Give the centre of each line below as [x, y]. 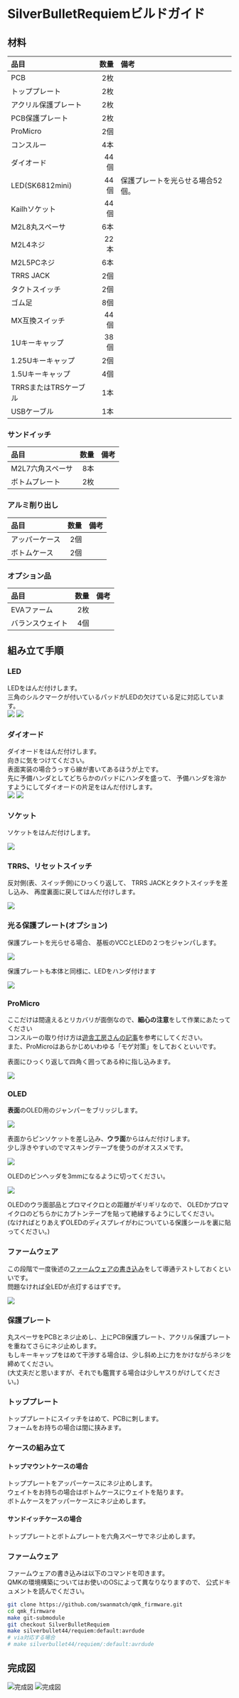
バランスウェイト [39, 623]
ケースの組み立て [37, 1448]
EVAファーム [32, 610]
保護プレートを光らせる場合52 [171, 180]
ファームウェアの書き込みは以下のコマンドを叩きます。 [88, 1573]
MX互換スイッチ [38, 321]
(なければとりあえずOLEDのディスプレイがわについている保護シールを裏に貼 [119, 1222]
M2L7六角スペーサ [42, 469]
